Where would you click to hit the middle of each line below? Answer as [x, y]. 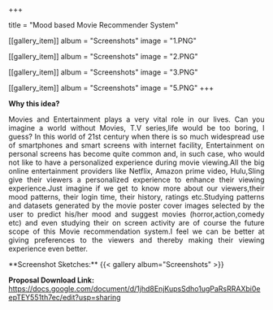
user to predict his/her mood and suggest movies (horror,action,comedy [136, 214]
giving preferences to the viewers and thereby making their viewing [136, 240]
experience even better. [48, 249]
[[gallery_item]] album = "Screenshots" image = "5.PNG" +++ [111, 88]
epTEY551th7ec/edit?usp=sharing [65, 297]
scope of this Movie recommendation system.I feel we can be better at [136, 231]
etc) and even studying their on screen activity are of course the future [136, 223]
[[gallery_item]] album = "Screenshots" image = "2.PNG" [103, 56]
